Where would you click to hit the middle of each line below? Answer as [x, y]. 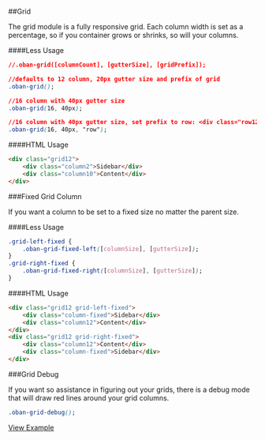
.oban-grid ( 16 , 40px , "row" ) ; [58, 130]
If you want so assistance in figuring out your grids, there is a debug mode [129, 389]
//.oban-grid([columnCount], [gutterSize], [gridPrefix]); [107, 65]
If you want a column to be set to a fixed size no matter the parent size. [123, 212]
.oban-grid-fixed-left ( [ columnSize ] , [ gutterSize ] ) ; [111, 249]
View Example [31, 427]
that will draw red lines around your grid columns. [89, 397]
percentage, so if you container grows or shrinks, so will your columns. [123, 35]
